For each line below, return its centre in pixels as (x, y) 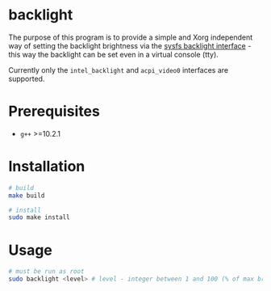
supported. (27, 78)
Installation (47, 167)
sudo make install (39, 217)
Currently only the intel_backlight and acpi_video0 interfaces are (119, 70)
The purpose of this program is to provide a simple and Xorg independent (131, 37)
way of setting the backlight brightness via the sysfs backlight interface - (130, 45)
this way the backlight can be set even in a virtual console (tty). (114, 54)
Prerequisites (54, 112)
